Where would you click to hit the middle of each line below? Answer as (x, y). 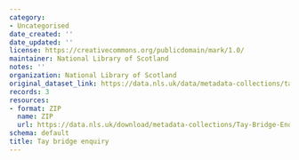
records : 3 (29, 92)
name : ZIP (35, 116)
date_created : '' (41, 34)
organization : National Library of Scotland (93, 76)
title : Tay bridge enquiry (59, 141)
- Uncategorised (39, 26)
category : (28, 17)
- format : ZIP (36, 108)
